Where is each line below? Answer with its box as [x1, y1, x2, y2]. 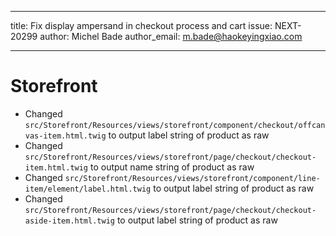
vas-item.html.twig [24, 131, 107, 141]
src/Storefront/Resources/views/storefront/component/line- [64, 173, 321, 183]
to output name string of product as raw [89, 161, 255, 173]
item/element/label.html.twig [24, 184, 152, 194]
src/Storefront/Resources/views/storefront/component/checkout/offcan [24, 120, 326, 130]
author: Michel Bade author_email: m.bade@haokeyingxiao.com [39, 31, 303, 42]
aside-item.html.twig [24, 216, 115, 226]
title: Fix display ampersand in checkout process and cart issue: [10, 20, 273, 31]
